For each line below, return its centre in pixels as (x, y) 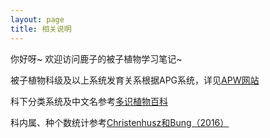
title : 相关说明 (41, 29)
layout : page (37, 19)
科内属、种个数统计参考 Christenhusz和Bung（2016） (120, 122)
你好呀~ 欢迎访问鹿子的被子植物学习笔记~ (96, 58)
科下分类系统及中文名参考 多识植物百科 (89, 101)
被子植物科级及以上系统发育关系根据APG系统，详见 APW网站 (135, 80)
